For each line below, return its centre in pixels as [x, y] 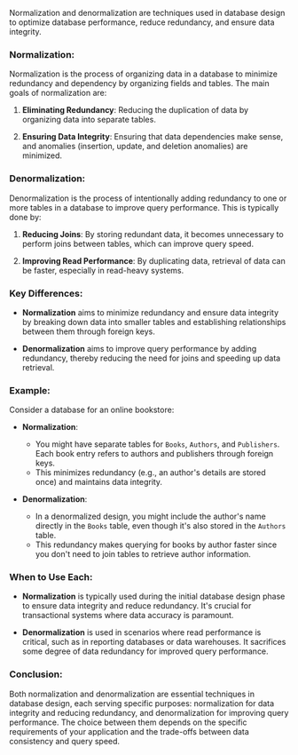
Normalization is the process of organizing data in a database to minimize [143, 74]
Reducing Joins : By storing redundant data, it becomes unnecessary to [153, 234]
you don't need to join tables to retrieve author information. [143, 554]
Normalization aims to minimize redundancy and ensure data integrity [150, 312]
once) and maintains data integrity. [98, 482]
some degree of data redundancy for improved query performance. [145, 651]
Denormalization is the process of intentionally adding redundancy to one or [148, 198]
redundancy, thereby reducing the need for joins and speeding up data [151, 358]
